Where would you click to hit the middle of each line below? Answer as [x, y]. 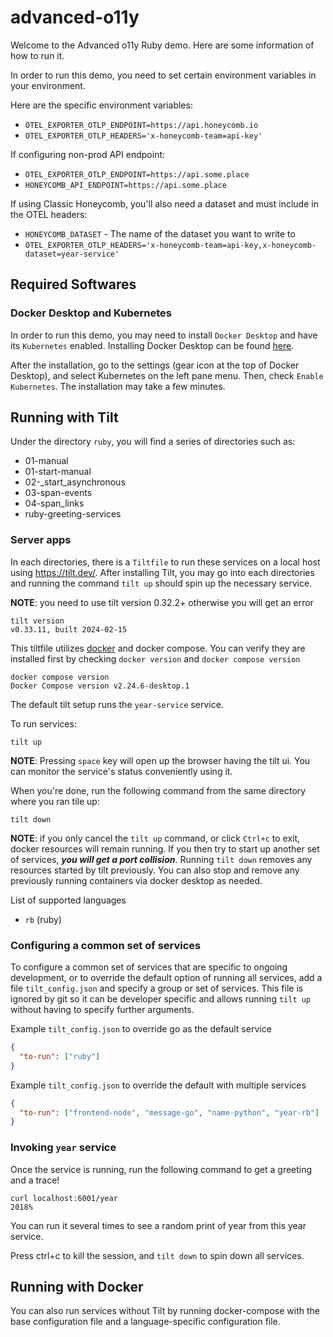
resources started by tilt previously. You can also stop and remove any [155, 870]
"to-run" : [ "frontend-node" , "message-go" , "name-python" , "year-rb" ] [169, 1112]
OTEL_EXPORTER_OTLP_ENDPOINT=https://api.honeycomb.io [141, 125]
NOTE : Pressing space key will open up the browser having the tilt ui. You [160, 760]
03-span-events [58, 493]
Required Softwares [73, 284]
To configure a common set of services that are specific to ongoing [149, 967]
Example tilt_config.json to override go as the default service [141, 1029]
